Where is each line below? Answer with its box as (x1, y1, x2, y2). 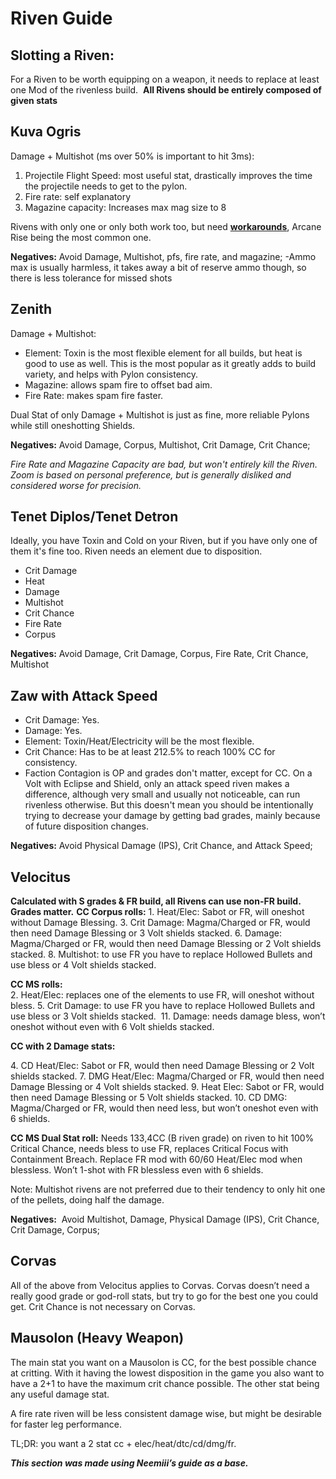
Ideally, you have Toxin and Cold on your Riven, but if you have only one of (10, 535, 318, 547)
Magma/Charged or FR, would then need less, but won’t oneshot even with (10, 1102, 319, 1114)
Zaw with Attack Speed (10, 687, 158, 704)
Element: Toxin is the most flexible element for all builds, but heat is (24, 347, 303, 359)
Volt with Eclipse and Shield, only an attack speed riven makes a (24, 778, 290, 790)
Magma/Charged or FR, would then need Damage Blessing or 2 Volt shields (10, 938, 322, 950)
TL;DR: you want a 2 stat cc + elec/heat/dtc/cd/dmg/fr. (10, 1437, 237, 1449)
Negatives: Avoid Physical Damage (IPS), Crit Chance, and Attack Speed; (10, 840, 313, 852)
